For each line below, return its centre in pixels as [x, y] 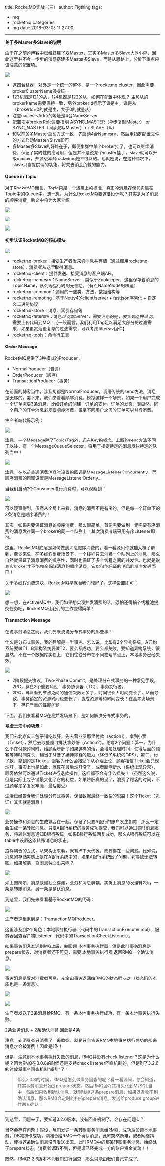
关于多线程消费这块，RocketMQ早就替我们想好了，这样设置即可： [72, 583]
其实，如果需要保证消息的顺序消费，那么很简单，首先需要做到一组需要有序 [80, 525]
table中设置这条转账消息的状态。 [38, 840]
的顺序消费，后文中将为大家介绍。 [40, 200]
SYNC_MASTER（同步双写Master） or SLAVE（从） [65, 128]
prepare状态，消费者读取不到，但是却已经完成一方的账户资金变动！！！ [82, 1148]
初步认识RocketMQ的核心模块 [36, 240]
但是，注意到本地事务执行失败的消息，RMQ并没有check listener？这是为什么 [82, 1057]
